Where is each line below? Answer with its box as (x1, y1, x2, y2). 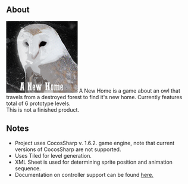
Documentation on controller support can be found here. (14, 171, 153, 178)
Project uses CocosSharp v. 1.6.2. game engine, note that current (14, 139, 175, 146)
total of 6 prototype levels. (6, 100, 71, 107)
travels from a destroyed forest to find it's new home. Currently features (6, 93, 183, 100)
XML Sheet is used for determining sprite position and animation (14, 158, 173, 165)
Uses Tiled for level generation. (14, 152, 92, 159)
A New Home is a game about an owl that (79, 87, 180, 94)
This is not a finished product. (6, 106, 79, 113)
